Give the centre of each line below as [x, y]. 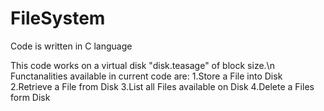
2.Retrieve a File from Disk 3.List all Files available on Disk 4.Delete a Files [162, 86]
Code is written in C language [71, 46]
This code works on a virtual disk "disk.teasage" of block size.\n [142, 65]
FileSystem [58, 18]
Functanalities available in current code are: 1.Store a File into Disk [146, 76]
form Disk [30, 97]
